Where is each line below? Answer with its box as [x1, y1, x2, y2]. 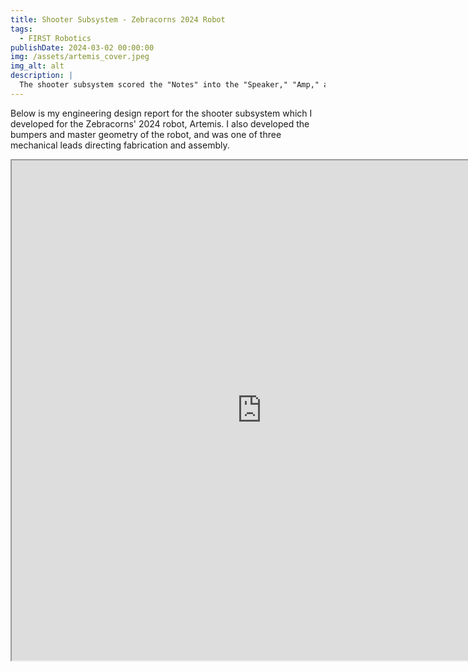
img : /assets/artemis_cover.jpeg [10, 52, 150, 62]
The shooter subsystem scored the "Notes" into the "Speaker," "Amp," [19, 80, 320, 90]
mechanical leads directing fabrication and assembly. [10, 139, 230, 151]
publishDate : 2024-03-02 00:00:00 [10, 42, 155, 53]
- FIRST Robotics [19, 33, 92, 43]
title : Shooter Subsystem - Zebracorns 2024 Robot [10, 14, 226, 25]
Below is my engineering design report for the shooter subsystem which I [10, 107, 313, 119]
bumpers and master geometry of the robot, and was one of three [10, 128, 282, 140]
